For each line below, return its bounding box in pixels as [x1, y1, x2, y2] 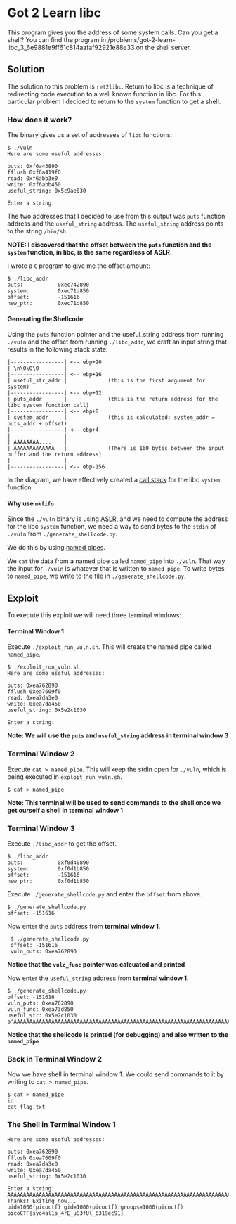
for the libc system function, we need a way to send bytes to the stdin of [7, 522, 216, 531]
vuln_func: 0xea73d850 [7, 1006, 74, 1013]
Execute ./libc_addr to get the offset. [7, 839, 117, 848]
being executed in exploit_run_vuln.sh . [7, 772, 123, 781]
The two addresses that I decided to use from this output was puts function [7, 212, 225, 221]
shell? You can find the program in [7, 35, 107, 44]
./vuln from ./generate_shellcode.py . [7, 529, 118, 539]
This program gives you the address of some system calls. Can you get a [7, 28, 218, 37]
